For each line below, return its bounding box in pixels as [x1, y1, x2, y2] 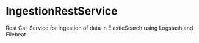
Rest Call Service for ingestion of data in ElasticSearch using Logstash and [5, 24, 194, 31]
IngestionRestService [5, 4, 118, 18]
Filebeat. [5, 30, 28, 38]
